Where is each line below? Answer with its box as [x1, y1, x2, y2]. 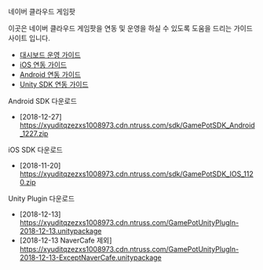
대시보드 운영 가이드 [19, 50, 81, 59]
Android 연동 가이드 [19, 70, 81, 79]
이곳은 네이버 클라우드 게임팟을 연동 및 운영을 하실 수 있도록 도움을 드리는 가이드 [8, 24, 254, 33]
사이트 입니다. [8, 34, 51, 43]
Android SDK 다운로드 [8, 97, 77, 105]
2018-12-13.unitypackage [19, 227, 102, 235]
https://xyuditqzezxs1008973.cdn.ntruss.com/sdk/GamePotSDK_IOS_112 [19, 169, 254, 179]
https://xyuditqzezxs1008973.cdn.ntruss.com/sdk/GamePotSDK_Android [19, 120, 255, 130]
